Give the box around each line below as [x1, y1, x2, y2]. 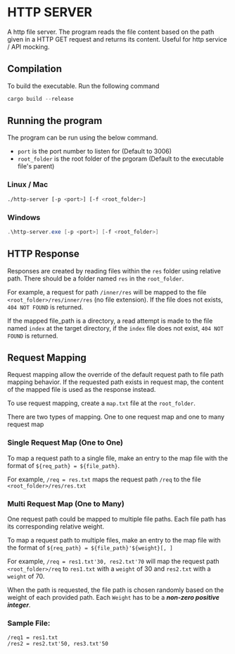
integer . [7, 600, 31, 609]
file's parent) [17, 162, 55, 171]
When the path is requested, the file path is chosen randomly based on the [7, 586, 224, 594]
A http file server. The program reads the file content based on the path [7, 27, 215, 36]
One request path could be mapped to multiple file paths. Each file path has [7, 515, 227, 523]
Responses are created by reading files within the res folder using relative [7, 266, 222, 275]
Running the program [7, 115, 103, 127]
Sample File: [7, 618, 51, 628]
